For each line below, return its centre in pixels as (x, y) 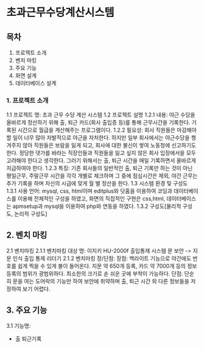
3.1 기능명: (19, 325)
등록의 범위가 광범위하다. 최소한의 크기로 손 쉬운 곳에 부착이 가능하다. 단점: (95, 274)
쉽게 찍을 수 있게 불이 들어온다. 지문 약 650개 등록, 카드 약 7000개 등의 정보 (107, 266)
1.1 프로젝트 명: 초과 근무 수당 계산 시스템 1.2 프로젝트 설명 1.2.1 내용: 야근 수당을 (101, 115)
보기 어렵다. (36, 289)
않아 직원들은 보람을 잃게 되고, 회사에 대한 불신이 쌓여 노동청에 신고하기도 (109, 145)
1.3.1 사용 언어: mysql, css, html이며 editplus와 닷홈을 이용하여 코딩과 (89, 191)
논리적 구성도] (31, 214)
